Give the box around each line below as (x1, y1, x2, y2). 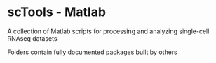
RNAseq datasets (7, 34, 58, 42)
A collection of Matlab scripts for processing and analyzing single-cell (7, 27, 210, 35)
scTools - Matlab (7, 4, 107, 20)
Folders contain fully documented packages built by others (7, 48, 177, 56)
